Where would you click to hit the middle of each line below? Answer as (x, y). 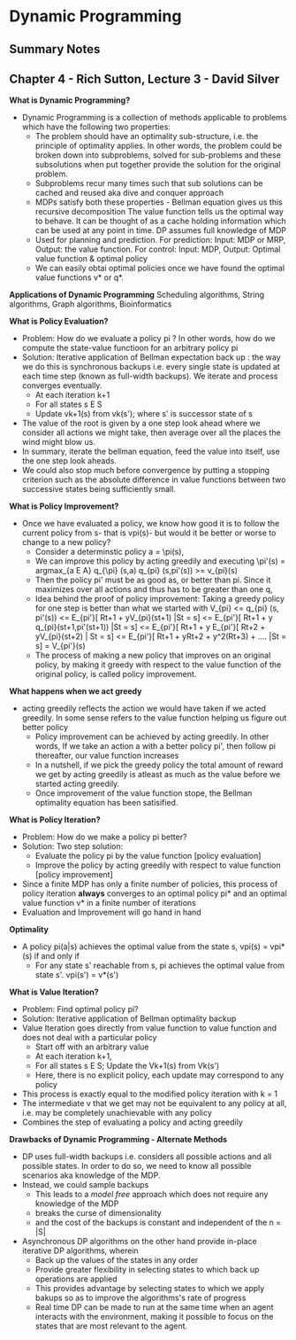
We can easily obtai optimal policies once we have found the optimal (160, 269)
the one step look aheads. (69, 461)
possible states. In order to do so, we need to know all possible (137, 1166)
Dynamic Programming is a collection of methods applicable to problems (154, 118)
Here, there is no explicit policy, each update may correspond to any (159, 1075)
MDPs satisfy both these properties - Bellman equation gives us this (159, 202)
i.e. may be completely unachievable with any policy (117, 1113)
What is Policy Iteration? (55, 820)
